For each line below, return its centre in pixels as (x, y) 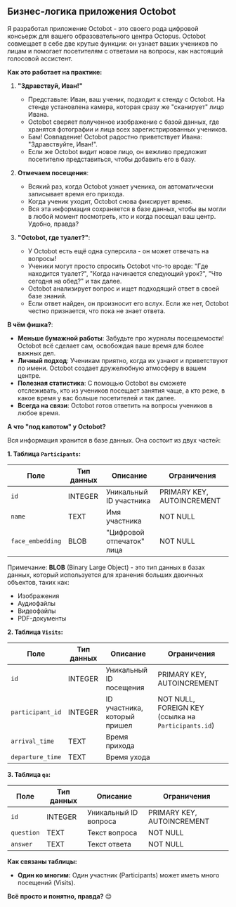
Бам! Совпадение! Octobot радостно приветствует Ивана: (115, 137)
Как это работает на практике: (55, 72)
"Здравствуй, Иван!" (50, 85)
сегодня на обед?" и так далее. (75, 281)
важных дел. (37, 353)
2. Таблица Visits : (35, 632)
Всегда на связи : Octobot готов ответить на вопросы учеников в (115, 405)
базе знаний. (47, 296)
